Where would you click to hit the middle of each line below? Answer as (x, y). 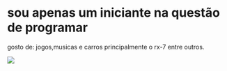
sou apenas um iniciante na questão (114, 13)
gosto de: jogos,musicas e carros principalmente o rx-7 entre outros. (106, 47)
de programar (48, 27)
